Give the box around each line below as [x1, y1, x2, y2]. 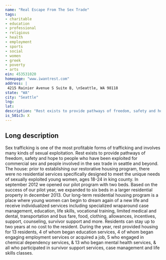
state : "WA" [5, 90, 30, 95]
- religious [5, 30, 30, 35]
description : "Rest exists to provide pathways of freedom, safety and [5, 108, 156, 114]
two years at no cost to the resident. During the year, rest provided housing [5, 223, 158, 229]
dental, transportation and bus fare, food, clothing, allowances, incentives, [5, 213, 157, 219]
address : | [5, 81, 28, 86]
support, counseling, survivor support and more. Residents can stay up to [5, 218, 155, 224]
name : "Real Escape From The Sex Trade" [5, 7, 90, 12]
